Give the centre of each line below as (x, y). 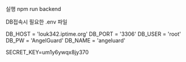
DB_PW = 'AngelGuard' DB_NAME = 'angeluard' (66, 40)
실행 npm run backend (33, 9)
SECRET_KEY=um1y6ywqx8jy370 (47, 52)
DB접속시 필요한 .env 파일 (37, 22)
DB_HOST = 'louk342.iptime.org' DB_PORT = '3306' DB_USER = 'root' (94, 34)
